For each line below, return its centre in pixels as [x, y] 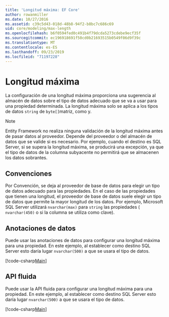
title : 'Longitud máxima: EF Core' [43, 10]
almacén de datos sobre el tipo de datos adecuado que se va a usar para [81, 101]
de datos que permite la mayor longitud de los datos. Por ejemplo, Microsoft [84, 202]
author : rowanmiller [27, 15]
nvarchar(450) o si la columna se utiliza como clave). [60, 212]
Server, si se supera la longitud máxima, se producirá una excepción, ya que [84, 147]
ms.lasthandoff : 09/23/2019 [35, 52]
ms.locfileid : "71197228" [32, 57]
